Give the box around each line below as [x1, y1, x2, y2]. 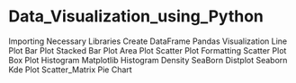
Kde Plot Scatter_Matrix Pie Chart [8, 64, 132, 75]
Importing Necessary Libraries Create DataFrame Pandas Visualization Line [8, 36, 288, 46]
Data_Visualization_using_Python [8, 6, 265, 27]
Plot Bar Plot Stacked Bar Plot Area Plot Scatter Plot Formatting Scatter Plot [8, 45, 287, 55]
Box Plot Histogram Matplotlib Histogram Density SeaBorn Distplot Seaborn [8, 54, 288, 65]
